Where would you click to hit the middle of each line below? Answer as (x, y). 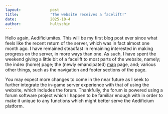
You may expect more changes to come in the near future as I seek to (77, 79)
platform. (15, 106)
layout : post (32, 10)
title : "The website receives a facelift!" (66, 14)
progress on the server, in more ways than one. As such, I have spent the (81, 54)
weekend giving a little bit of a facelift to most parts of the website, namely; (83, 59)
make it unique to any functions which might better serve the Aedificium (80, 101)
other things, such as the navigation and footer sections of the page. (76, 70)
